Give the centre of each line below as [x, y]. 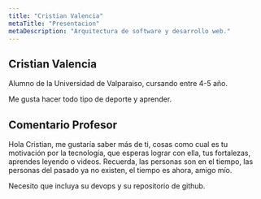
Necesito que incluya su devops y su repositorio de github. [107, 186]
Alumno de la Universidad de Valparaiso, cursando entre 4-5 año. [118, 84]
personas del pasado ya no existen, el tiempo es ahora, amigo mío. [120, 170]
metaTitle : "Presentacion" [54, 24]
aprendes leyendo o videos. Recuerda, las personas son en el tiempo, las [131, 162]
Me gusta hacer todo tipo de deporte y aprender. [90, 99]
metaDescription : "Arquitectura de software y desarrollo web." [120, 31]
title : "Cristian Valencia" [56, 16]
